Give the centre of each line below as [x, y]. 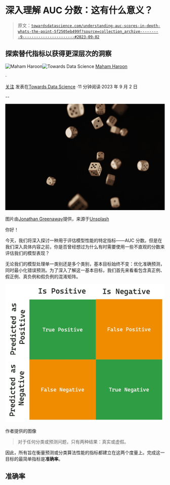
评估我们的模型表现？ [27, 253]
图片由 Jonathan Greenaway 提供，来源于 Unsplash [57, 219]
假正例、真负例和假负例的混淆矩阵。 [43, 276]
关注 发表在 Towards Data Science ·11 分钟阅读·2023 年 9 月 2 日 [71, 86]
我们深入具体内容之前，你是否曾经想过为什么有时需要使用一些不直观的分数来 [85, 247]
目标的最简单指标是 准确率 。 [34, 459]
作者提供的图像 [21, 431]
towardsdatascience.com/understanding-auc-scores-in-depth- [96, 26]
